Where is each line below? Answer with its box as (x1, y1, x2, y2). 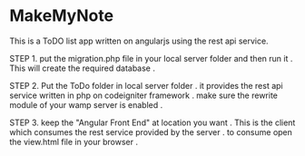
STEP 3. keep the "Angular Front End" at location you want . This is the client (9, 117, 296, 128)
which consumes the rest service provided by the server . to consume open (9, 126, 293, 137)
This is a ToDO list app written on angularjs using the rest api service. (9, 35, 270, 46)
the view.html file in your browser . (9, 136, 139, 147)
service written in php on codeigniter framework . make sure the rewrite (9, 90, 279, 101)
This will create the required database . (9, 63, 156, 73)
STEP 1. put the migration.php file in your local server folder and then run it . (9, 53, 293, 63)
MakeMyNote (9, 5, 114, 26)
